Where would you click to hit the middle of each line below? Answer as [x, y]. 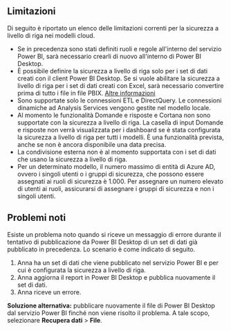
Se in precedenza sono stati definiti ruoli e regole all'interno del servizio [119, 48]
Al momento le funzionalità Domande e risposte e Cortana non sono [114, 115]
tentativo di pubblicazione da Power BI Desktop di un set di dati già [102, 242]
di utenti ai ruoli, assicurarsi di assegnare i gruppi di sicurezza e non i [115, 188]
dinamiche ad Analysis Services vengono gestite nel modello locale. [114, 107]
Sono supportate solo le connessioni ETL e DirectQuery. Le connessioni [119, 100]
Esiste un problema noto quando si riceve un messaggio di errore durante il [114, 234]
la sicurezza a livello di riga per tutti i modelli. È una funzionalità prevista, [120, 137]
